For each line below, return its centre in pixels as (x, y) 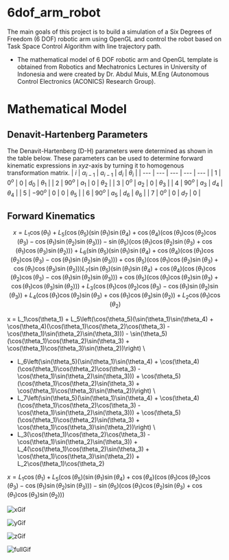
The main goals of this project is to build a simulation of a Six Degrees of (109, 32)
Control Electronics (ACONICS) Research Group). (86, 81)
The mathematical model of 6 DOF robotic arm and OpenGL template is (118, 59)
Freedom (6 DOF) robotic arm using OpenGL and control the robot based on (114, 38)
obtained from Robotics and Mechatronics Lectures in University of (112, 67)
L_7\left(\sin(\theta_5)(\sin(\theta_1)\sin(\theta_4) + (88, 398)
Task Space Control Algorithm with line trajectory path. (85, 46)
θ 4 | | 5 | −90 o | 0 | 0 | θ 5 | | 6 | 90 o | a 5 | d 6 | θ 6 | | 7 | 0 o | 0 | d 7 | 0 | (104, 193)
